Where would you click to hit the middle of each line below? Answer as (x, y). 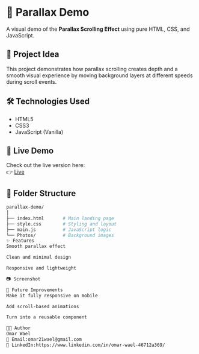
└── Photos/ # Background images (60, 235)
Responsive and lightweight (41, 268)
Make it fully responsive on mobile (52, 296)
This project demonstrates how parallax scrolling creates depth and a (92, 69)
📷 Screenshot (23, 279)
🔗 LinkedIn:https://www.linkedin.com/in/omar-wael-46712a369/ (86, 345)
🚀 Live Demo (30, 150)
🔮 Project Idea (33, 55)
